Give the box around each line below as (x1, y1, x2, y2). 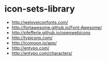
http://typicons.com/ (11, 35, 53, 41)
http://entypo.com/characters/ (11, 50, 73, 56)
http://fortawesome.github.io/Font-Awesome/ (11, 24, 102, 30)
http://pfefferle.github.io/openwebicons (11, 30, 91, 35)
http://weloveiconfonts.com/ (11, 19, 68, 25)
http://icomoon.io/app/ (11, 40, 57, 46)
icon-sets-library (4, 3, 75, 15)
